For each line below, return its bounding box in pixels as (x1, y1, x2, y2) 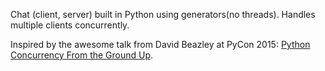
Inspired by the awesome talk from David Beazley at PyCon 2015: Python (10, 39, 311, 50)
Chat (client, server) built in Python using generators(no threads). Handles (10, 9, 316, 20)
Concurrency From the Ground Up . (10, 49, 154, 61)
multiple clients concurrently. (10, 19, 130, 31)
